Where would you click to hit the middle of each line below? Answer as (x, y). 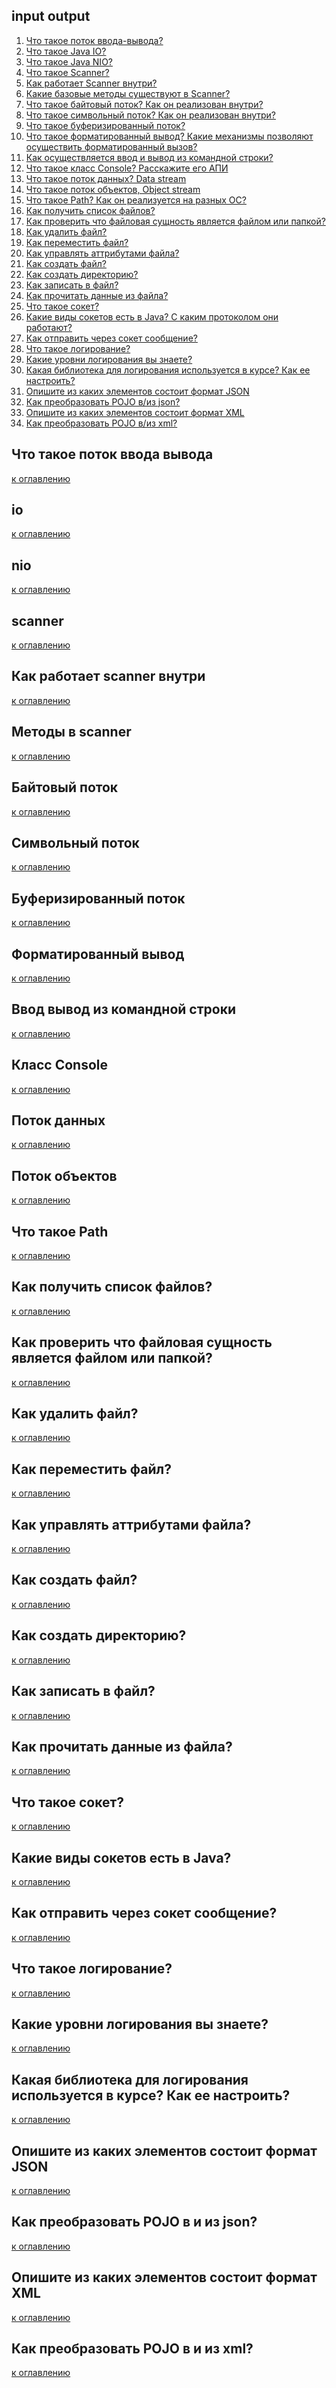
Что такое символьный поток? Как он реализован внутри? (151, 115)
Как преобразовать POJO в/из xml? (101, 423)
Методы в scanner (71, 732)
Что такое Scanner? (67, 72)
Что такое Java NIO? (69, 61)
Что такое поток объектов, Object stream (113, 189)
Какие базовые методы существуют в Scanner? (128, 93)
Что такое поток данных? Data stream (106, 178)
